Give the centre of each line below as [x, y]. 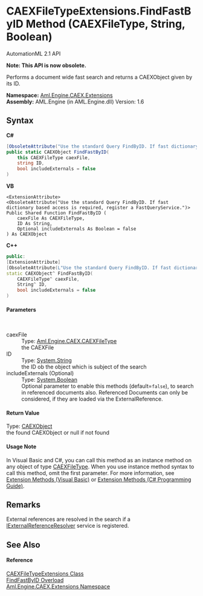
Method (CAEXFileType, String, [105, 24]
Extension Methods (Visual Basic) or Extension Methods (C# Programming [99, 479]
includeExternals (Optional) [40, 373]
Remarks [24, 505]
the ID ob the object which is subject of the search [84, 367]
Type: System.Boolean [49, 380]
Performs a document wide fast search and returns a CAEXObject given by [99, 77]
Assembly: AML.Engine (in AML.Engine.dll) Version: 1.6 [75, 102]
